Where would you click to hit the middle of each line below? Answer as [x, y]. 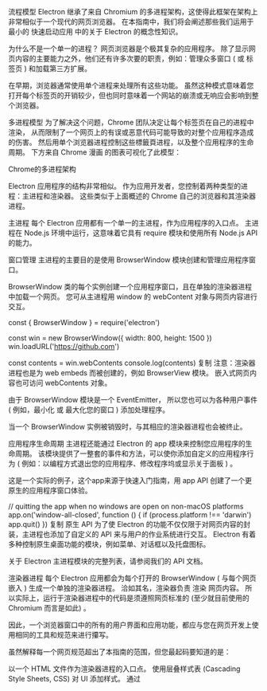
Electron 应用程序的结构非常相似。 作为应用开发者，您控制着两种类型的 [125, 186]
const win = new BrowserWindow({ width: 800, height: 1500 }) [110, 338]
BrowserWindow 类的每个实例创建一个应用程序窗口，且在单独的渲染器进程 [130, 287]
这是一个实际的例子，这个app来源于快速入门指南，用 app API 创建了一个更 [130, 480]
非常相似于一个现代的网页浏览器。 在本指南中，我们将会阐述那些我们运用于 [131, 22]
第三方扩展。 [70, 69]
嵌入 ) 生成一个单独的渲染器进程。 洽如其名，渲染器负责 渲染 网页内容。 [126, 588]
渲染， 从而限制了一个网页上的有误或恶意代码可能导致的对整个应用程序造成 [131, 132]
